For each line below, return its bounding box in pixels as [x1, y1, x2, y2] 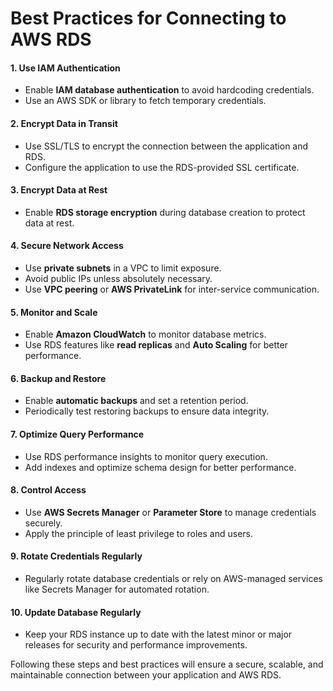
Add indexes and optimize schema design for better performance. [24, 461, 297, 473]
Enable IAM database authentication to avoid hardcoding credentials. [24, 84, 315, 96]
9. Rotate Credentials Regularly [10, 550, 143, 562]
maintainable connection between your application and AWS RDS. [10, 669, 282, 681]
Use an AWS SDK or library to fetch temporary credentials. [24, 95, 267, 107]
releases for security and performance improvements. [24, 639, 248, 651]
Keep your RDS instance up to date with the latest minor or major [24, 628, 293, 641]
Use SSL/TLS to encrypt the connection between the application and [24, 140, 309, 152]
